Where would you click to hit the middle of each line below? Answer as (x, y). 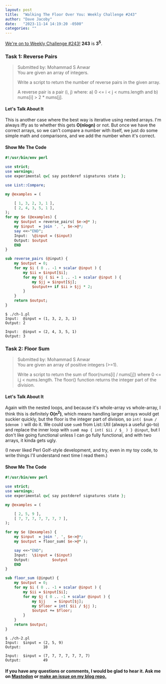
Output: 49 (27, 660)
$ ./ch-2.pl (17, 638)
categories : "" (21, 28)
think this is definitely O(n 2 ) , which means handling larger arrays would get (82, 413)
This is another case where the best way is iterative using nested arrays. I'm (83, 120)
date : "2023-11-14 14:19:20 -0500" (44, 24)
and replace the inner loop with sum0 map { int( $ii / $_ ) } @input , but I (83, 430)
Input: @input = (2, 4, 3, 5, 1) (41, 331)
